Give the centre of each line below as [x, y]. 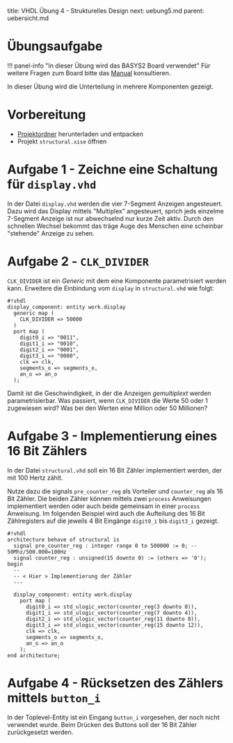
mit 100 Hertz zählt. [35, 477]
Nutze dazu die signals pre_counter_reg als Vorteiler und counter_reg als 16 [115, 491]
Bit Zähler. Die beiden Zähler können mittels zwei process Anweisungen [109, 498]
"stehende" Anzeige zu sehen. [51, 233]
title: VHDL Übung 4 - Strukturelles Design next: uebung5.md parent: [106, 11]
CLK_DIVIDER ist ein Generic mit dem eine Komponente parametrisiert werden [117, 281]
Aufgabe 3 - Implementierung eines [112, 436]
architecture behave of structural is [63, 539]
